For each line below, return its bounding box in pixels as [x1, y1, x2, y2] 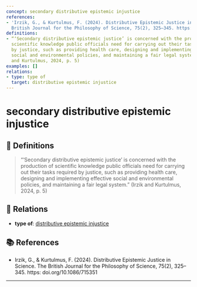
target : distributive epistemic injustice [11, 80, 117, 86]
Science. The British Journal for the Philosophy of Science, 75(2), [14, 262, 173, 269]
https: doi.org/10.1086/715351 [27, 268, 98, 276]
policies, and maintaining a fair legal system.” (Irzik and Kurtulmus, [20, 181, 182, 188]
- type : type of [6, 74, 46, 80]
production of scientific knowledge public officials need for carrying [20, 163, 185, 169]
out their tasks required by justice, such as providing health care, [20, 168, 178, 175]
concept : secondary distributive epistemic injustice [6, 8, 141, 15]
